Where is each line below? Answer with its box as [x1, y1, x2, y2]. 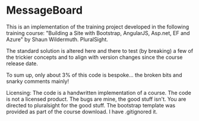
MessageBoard [6, 4, 83, 17]
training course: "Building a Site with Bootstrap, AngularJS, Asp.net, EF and [6, 29, 190, 36]
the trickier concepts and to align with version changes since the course [6, 53, 183, 60]
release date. [6, 60, 39, 67]
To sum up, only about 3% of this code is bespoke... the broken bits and [6, 71, 182, 78]
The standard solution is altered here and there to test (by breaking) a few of [6, 47, 194, 54]
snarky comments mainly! [6, 78, 70, 85]
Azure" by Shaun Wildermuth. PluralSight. [6, 36, 108, 43]
